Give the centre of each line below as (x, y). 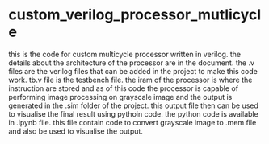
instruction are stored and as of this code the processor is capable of (124, 88)
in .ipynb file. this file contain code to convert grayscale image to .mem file (132, 122)
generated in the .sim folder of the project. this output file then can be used (133, 105)
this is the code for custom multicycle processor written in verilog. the (125, 54)
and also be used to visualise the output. (76, 131)
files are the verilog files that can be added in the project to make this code (133, 71)
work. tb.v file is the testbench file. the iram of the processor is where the (130, 80)
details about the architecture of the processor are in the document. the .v (132, 63)
